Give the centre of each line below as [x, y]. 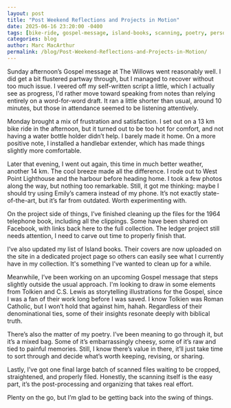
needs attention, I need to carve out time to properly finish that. [97, 235]
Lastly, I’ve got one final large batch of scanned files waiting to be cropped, [114, 369]
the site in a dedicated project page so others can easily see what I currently [115, 256]
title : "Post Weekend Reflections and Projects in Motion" [93, 20]
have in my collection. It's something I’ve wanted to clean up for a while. [109, 264]
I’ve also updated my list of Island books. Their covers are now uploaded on [114, 249]
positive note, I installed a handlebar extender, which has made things [106, 143]
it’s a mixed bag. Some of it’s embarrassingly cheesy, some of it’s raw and [112, 341]
